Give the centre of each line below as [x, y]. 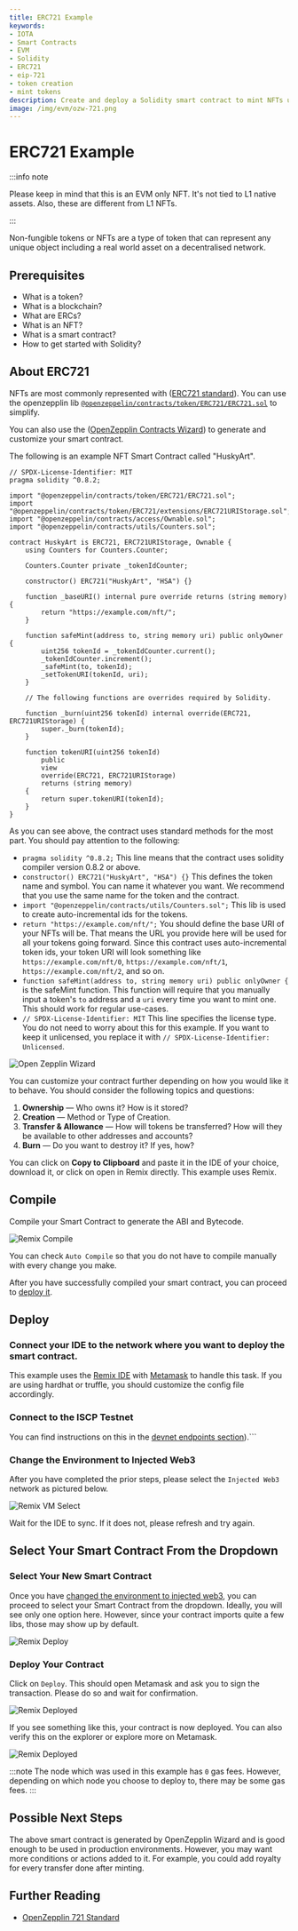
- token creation [41, 84]
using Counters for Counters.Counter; [97, 550]
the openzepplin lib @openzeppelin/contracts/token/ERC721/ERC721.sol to [143, 403]
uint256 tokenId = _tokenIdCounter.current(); [129, 651]
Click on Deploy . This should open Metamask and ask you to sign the [134, 1683]
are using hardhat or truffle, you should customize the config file [127, 1385]
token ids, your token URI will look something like [111, 952]
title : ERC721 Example [51, 17]
